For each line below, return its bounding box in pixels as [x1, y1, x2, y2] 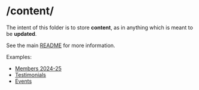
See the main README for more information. [6, 42, 115, 49]
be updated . [6, 30, 37, 37]
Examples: [6, 53, 32, 60]
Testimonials [14, 71, 47, 78]
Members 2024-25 [14, 64, 62, 72]
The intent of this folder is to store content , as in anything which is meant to [6, 24, 193, 31]
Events [14, 77, 32, 85]
